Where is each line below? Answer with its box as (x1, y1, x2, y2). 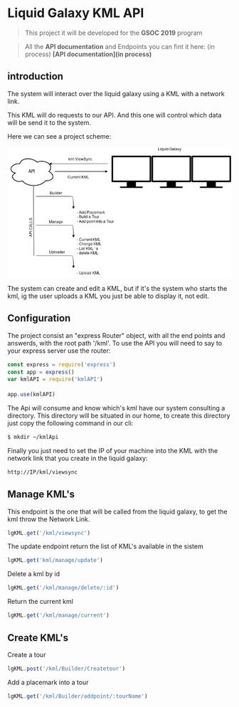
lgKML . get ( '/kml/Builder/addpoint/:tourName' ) (7, 692, 148, 700)
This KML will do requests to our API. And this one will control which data (7, 110, 222, 119)
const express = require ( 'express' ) (7, 361, 116, 368)
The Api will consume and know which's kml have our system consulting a (7, 404, 225, 413)
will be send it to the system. (7, 118, 91, 127)
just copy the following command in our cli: (7, 419, 134, 427)
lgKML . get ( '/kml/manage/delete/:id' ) (7, 585, 119, 592)
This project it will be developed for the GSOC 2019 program (24, 28, 203, 37)
